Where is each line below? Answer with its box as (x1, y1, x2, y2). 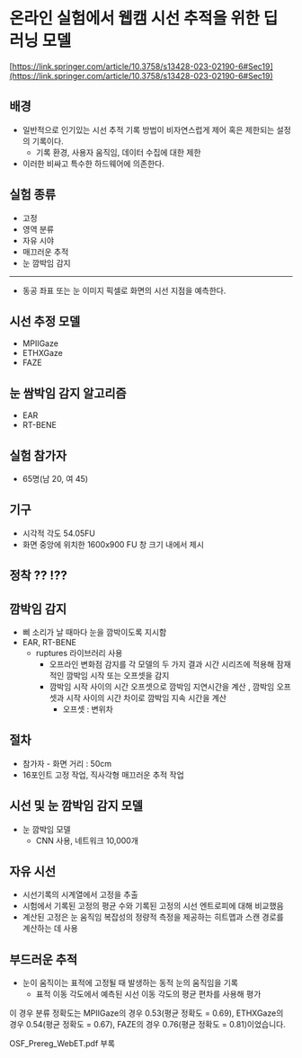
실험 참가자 (9, 448, 67, 463)
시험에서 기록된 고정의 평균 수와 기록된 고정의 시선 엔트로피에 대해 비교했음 (22, 901, 285, 911)
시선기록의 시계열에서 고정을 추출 (22, 889, 138, 900)
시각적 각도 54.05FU (22, 528, 96, 538)
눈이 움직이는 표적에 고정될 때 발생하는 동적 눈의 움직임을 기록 (22, 977, 238, 989)
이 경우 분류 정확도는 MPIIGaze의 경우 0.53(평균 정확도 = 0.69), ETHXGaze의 (9, 1008, 284, 1018)
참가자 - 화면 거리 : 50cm (22, 758, 112, 769)
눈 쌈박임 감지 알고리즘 (9, 386, 128, 401)
